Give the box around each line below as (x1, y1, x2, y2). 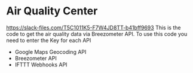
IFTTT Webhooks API (14, 61, 68, 68)
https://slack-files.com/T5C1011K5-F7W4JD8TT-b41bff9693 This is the (6, 24, 181, 31)
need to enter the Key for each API (6, 36, 91, 44)
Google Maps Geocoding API (14, 48, 87, 55)
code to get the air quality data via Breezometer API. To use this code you (6, 30, 188, 37)
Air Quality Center (6, 4, 98, 18)
